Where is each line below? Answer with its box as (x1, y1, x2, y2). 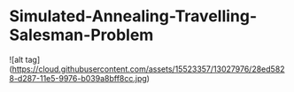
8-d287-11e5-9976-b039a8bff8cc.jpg (9, 73, 148, 83)
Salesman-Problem (9, 25, 154, 45)
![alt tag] (9, 54, 41, 65)
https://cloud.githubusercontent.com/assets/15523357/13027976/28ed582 (12, 64, 285, 74)
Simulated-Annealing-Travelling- (9, 6, 258, 27)
